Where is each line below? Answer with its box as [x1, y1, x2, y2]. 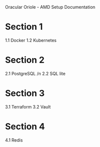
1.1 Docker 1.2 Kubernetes [5, 37, 57, 43]
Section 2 [5, 55, 45, 65]
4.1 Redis [5, 137, 23, 143]
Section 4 [5, 121, 45, 132]
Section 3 [5, 88, 45, 99]
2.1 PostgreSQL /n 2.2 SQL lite [5, 70, 66, 76]
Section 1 [5, 21, 43, 32]
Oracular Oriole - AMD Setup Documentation [5, 4, 96, 10]
